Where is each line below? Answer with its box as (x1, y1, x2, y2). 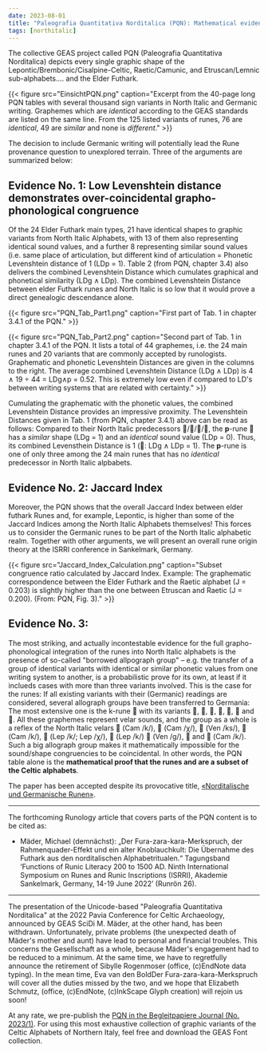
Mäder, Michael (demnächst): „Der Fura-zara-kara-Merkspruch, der (19, 836, 243, 846)
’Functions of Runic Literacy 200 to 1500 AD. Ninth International (19, 861, 229, 871)
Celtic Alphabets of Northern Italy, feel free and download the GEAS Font (8, 1027, 248, 1037)
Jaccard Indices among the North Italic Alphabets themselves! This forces (8, 520, 252, 528)
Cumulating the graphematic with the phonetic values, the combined (8, 398, 234, 408)
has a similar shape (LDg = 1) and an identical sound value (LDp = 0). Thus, (8, 433, 256, 442)
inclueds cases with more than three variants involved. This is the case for (8, 680, 252, 690)
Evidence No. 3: (8, 617, 89, 631)
